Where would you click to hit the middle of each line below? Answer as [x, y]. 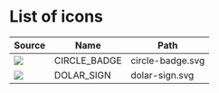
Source [30, 45]
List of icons [57, 17]
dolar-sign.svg [162, 75]
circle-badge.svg [168, 60]
